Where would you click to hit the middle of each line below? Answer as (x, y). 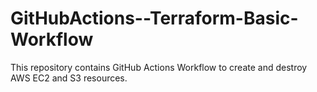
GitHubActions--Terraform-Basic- (154, 18)
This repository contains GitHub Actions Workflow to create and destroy (159, 67)
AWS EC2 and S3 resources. (69, 78)
